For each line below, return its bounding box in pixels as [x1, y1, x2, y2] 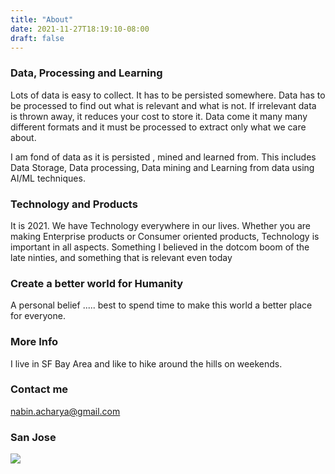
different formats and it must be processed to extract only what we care [10, 121, 307, 133]
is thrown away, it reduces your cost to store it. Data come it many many [10, 110, 308, 122]
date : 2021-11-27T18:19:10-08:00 [10, 24, 150, 34]
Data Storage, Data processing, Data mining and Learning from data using [10, 161, 315, 173]
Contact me [10, 382, 69, 396]
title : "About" [10, 14, 74, 25]
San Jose [10, 430, 57, 444]
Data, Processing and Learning [10, 66, 163, 80]
